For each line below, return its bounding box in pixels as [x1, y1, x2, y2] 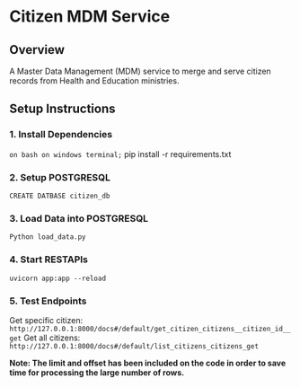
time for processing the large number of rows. [9, 366, 185, 378]
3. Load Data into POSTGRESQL [9, 212, 149, 224]
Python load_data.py [9, 233, 87, 242]
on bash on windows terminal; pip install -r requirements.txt [9, 148, 232, 159]
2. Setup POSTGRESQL [9, 171, 110, 183]
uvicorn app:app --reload [9, 274, 106, 283]
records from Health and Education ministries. [9, 75, 180, 86]
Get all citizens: [23, 332, 81, 343]
